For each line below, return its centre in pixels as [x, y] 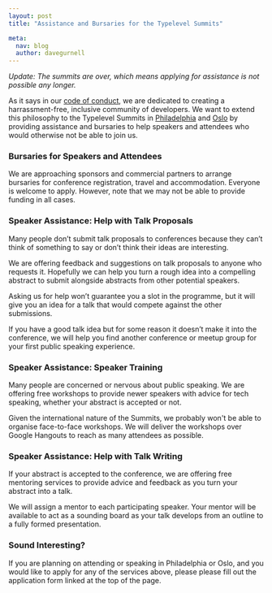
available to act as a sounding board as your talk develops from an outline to [136, 516]
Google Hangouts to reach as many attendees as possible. [106, 435]
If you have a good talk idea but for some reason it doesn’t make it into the [133, 329]
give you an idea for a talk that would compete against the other [115, 305]
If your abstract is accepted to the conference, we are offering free [121, 474]
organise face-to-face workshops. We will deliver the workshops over [125, 426]
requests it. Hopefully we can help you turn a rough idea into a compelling [132, 271]
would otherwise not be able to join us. [73, 136]
